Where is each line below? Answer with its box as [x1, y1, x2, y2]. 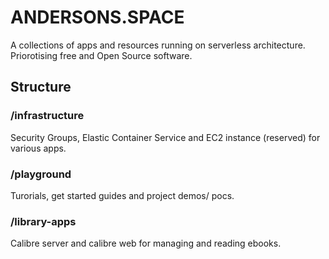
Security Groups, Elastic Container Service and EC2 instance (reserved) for [10, 131, 321, 143]
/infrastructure [10, 109, 85, 123]
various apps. [10, 142, 67, 154]
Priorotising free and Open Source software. [10, 49, 193, 61]
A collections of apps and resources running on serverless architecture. [10, 39, 306, 51]
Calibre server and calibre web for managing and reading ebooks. [10, 237, 282, 250]
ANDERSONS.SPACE [10, 6, 185, 29]
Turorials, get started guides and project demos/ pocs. [10, 189, 235, 201]
